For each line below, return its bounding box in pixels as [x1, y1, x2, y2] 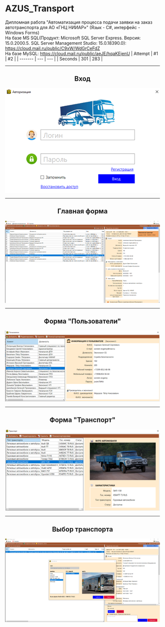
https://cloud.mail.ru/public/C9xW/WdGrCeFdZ [5, 45, 100, 51]
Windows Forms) [5, 30, 40, 35]
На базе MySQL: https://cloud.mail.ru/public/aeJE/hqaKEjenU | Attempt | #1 [5, 50, 158, 57]
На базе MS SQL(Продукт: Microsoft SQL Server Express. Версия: [5, 35, 141, 41]
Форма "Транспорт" [49, 416, 116, 424]
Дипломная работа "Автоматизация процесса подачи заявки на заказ [5, 19, 153, 25]
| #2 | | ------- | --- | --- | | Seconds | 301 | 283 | [5, 56, 103, 61]
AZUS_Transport [5, 3, 75, 14]
